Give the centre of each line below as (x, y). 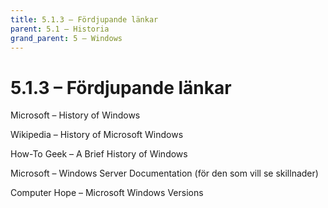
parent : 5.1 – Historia (60, 29)
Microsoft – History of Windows (75, 115)
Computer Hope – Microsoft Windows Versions (107, 193)
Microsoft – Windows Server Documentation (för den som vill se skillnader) (164, 173)
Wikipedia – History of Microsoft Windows (97, 135)
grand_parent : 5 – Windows (66, 38)
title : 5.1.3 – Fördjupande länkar (84, 19)
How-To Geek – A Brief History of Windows (99, 154)
